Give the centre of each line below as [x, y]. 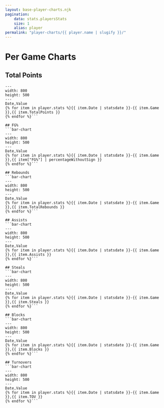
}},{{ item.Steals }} [27, 302]
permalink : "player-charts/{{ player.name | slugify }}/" [66, 33]
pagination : [17, 14]
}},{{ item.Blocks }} [27, 349]
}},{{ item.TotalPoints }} [33, 112]
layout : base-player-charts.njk [38, 10]
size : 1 [22, 23]
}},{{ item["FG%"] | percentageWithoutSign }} [54, 160]
